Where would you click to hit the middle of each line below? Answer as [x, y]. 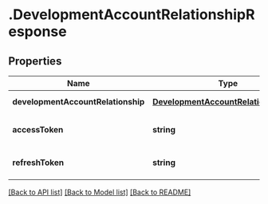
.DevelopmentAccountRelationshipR [132, 15]
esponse [37, 31]
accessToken [38, 129]
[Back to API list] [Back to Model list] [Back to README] [100, 192]
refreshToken [38, 163]
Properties [35, 61]
